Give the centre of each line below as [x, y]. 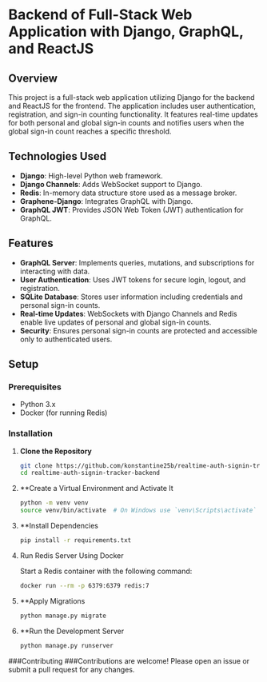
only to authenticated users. [66, 339]
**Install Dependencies [59, 526]
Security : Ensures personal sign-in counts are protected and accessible [138, 330]
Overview [33, 78]
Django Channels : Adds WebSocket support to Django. [111, 184]
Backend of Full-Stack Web [100, 15]
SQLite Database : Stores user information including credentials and [131, 297]
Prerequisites [35, 387]
